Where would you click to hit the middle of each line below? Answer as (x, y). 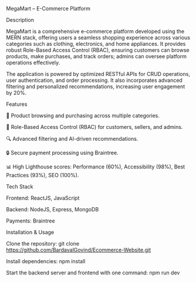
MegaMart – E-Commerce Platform (48, 9)
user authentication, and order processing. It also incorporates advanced (94, 80)
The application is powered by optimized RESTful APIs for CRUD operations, (98, 74)
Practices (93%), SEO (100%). (43, 175)
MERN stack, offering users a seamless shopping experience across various (98, 37)
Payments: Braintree (31, 221)
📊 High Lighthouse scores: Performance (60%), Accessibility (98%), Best (96, 167)
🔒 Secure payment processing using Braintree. (62, 153)
